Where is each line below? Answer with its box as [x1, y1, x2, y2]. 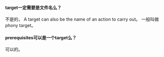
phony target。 [5, 23, 36, 28]
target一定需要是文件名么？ [5, 4, 62, 10]
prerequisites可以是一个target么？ [5, 34, 77, 40]
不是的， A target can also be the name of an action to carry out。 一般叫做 [5, 16, 159, 22]
